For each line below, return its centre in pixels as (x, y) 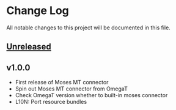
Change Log (38, 11)
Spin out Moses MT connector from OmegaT (71, 89)
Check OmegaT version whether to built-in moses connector (91, 95)
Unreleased (29, 47)
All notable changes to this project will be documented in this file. (89, 28)
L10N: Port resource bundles (51, 102)
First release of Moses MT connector (62, 82)
